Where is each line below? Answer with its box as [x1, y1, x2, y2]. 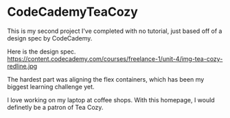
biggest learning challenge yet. [7, 82, 95, 91]
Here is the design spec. [7, 47, 76, 56]
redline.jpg [7, 62, 38, 70]
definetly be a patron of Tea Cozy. [7, 103, 104, 111]
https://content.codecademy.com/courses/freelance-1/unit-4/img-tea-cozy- [7, 54, 223, 62]
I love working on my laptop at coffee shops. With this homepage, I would [7, 95, 215, 104]
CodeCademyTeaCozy [7, 4, 139, 20]
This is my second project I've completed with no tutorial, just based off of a [7, 27, 222, 35]
